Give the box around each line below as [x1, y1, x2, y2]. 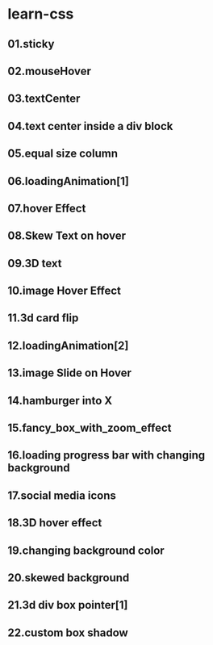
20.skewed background [7, 571, 130, 584]
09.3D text [7, 256, 62, 270]
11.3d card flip [7, 312, 79, 325]
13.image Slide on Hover [7, 366, 132, 380]
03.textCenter [7, 92, 81, 106]
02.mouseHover [7, 64, 92, 77]
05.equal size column [7, 147, 119, 161]
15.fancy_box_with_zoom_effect [7, 421, 172, 435]
